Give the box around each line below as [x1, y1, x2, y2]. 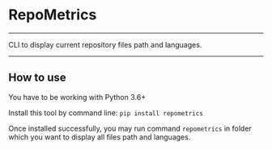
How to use [8, 71, 66, 85]
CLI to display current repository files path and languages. [8, 40, 202, 49]
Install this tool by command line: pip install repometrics [8, 107, 204, 118]
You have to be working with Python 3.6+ [8, 92, 147, 102]
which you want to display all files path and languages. [8, 131, 191, 142]
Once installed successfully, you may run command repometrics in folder [8, 123, 253, 133]
